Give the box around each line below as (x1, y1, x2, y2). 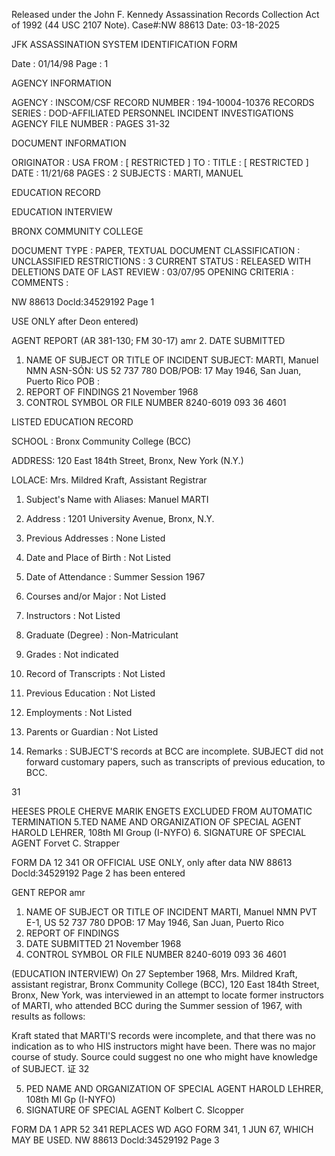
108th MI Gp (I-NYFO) (25, 1094, 116, 1105)
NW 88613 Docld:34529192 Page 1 (11, 296, 155, 308)
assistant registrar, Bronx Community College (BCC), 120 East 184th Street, (11, 979, 320, 990)
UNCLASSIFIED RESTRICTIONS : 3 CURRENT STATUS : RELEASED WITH (11, 255, 311, 267)
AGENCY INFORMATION (11, 77, 112, 89)
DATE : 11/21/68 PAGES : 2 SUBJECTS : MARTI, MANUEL (11, 167, 244, 179)
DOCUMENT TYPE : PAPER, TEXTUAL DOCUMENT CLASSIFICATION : (11, 245, 301, 256)
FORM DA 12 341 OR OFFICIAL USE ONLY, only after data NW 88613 (11, 857, 293, 868)
